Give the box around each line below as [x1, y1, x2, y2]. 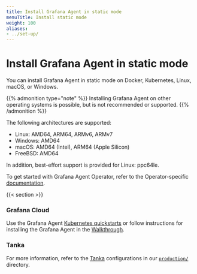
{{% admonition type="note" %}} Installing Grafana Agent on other [6, 95, 171, 102]
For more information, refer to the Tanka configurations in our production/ [6, 254, 189, 261]
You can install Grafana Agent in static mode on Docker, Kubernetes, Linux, [6, 77, 192, 84]
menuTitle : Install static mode [6, 14, 87, 20]
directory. [6, 261, 30, 268]
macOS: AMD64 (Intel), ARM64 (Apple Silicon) [14, 143, 130, 150]
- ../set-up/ [6, 31, 39, 37]
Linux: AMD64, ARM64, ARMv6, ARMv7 [14, 131, 113, 138]
